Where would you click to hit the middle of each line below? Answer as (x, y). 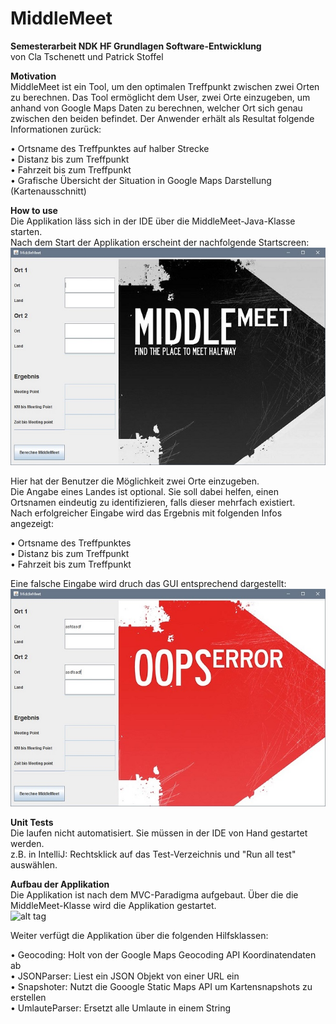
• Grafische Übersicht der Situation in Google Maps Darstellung (141, 180)
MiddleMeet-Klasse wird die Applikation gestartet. (113, 905)
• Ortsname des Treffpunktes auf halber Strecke (110, 148)
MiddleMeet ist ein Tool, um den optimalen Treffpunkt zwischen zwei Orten (165, 86)
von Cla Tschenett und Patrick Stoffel (87, 56)
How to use (34, 210)
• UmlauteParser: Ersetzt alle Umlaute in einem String (121, 1008)
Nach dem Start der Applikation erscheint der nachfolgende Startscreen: (160, 242)
